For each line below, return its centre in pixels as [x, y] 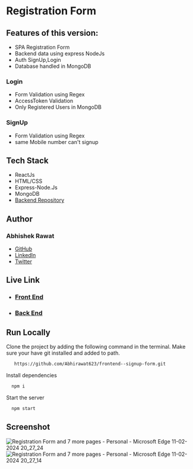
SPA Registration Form [42, 47]
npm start [23, 408]
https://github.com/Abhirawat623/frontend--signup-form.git [90, 364]
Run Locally [28, 332]
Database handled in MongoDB [53, 66]
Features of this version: [52, 33]
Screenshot [28, 427]
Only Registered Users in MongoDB [58, 107]
